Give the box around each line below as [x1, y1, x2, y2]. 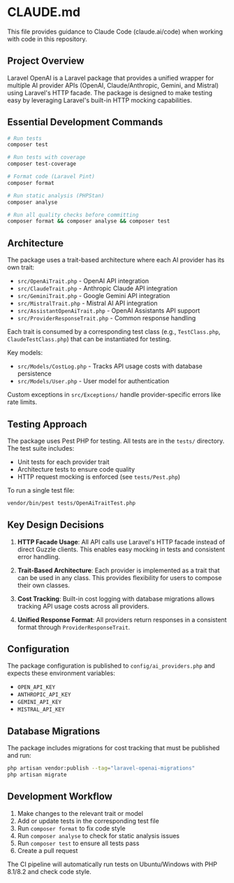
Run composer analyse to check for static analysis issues [17, 831, 180, 840]
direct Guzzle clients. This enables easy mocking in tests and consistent [17, 545, 226, 553]
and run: [7, 751, 31, 760]
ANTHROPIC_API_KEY [17, 691, 71, 698]
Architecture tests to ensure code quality [17, 465, 135, 473]
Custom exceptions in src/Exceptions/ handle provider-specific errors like [7, 390, 221, 399]
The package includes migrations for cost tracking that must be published [7, 744, 220, 752]
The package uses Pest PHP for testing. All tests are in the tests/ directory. [7, 437, 225, 445]
